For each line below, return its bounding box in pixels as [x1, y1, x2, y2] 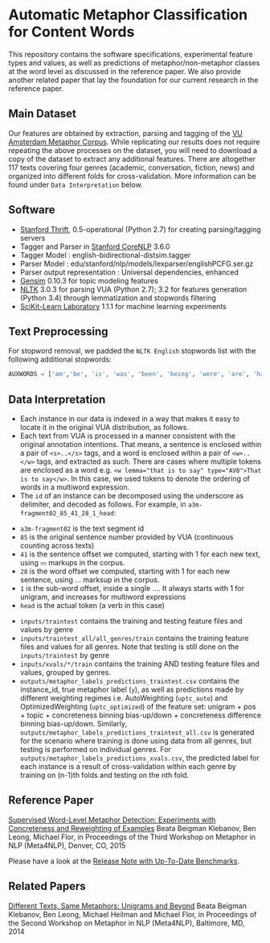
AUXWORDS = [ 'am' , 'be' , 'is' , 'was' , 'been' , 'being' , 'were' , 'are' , [8, 370, 250, 378]
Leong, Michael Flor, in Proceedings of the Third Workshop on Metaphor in [8, 832, 256, 842]
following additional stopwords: [8, 354, 112, 364]
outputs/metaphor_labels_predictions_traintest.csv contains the [19, 676, 239, 686]
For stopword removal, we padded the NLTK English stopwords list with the [8, 346, 256, 356]
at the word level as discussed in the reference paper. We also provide [8, 66, 241, 76]
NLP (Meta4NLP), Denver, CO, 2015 [8, 840, 126, 850]
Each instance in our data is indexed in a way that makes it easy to [19, 414, 240, 424]
